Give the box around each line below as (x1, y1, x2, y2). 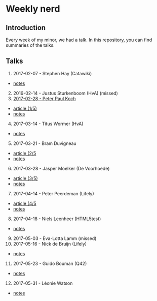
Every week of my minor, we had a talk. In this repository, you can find (6, 37, 152, 43)
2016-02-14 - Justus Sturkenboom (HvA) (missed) (13, 90, 118, 96)
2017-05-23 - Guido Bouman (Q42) (13, 260, 87, 266)
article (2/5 (13, 150, 36, 156)
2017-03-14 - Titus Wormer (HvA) (13, 121, 84, 127)
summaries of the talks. (6, 42, 55, 48)
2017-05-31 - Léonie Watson (13, 280, 73, 286)
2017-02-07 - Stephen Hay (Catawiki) (13, 70, 92, 76)
